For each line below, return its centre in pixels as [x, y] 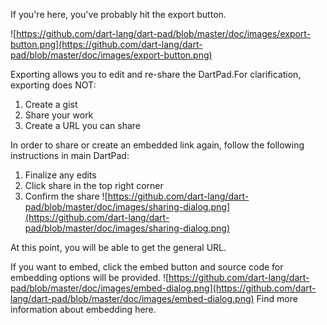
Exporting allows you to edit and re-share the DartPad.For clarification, [156, 74]
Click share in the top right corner [94, 185]
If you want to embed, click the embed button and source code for [147, 267]
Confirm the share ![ [66, 196]
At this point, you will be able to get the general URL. [118, 247]
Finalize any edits [60, 175]
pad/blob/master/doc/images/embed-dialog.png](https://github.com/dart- [163, 288]
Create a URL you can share [82, 125]
